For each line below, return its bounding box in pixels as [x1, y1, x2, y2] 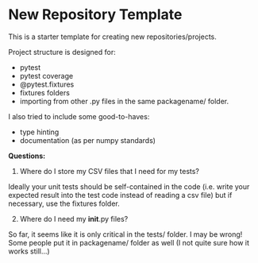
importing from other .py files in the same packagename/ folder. [19, 96, 229, 106]
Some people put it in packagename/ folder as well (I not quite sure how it [8, 238, 250, 247]
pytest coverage [19, 71, 74, 80]
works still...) [8, 246, 50, 256]
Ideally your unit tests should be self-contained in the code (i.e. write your [8, 181, 250, 191]
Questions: [8, 151, 46, 161]
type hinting [19, 127, 60, 137]
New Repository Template [8, 6, 183, 24]
